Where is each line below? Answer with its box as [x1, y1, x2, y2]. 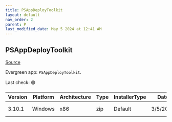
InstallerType [113, 93, 147, 100]
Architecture [59, 93, 91, 100]
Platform [32, 93, 55, 100]
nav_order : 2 [5, 17, 33, 22]
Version [8, 93, 28, 100]
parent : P [5, 22, 27, 27]
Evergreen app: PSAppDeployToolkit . [5, 69, 82, 75]
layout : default [5, 12, 40, 17]
